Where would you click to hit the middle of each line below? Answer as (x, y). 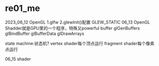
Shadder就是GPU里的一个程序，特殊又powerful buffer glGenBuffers (72, 28)
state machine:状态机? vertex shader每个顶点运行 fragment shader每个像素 (80, 43)
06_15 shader (18, 59)
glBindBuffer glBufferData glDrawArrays (45, 33)
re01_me (22, 8)
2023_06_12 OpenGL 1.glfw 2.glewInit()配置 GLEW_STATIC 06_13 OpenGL (78, 22)
